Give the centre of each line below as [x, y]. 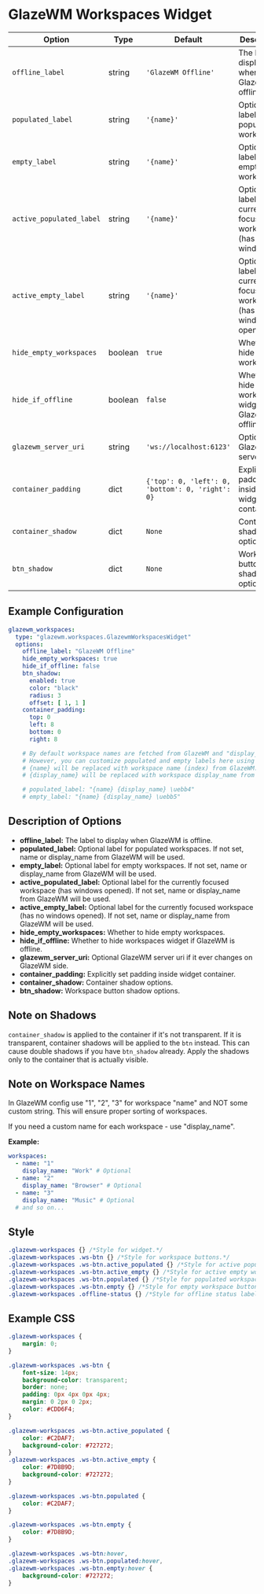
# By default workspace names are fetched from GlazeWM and [123, 753]
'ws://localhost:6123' [188, 447]
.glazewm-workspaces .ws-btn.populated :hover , [86, 1561]
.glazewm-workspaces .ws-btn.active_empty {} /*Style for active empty [128, 1272]
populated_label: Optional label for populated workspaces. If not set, [132, 849]
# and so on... [40, 1207]
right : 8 [43, 739]
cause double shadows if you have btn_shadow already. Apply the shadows [129, 1051]
